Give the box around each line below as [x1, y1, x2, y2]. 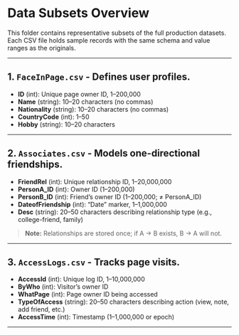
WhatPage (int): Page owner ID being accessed [17, 290, 158, 299]
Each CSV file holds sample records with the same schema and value [7, 36, 211, 44]
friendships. [7, 159, 63, 171]
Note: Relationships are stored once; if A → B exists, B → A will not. [24, 229, 223, 238]
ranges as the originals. [7, 43, 76, 52]
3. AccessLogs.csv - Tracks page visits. [7, 256, 180, 268]
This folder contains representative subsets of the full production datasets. [7, 28, 226, 37]
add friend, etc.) [17, 305, 65, 314]
